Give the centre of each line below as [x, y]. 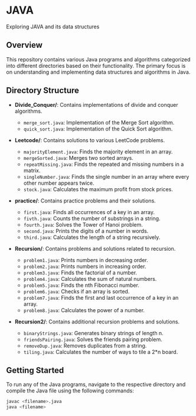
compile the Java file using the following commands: [70, 391]
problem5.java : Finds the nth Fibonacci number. [81, 285]
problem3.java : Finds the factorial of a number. [80, 273]
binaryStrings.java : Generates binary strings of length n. [93, 333]
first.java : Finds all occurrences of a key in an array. [89, 212]
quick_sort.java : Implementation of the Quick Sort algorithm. [98, 129]
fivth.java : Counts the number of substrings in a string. [92, 218]
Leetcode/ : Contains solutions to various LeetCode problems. [90, 140]
